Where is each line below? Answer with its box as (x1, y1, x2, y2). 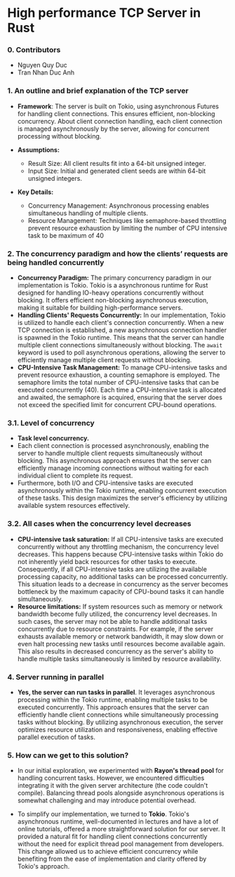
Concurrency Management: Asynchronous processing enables (27, 201, 209, 210)
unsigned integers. (27, 174, 83, 182)
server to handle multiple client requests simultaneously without (17, 449, 203, 458)
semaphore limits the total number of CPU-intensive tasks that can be (17, 378, 220, 387)
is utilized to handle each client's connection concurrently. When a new (17, 319, 224, 327)
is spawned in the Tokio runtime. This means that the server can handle (17, 333, 224, 342)
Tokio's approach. (17, 862, 70, 871)
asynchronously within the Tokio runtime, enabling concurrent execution (17, 487, 227, 495)
